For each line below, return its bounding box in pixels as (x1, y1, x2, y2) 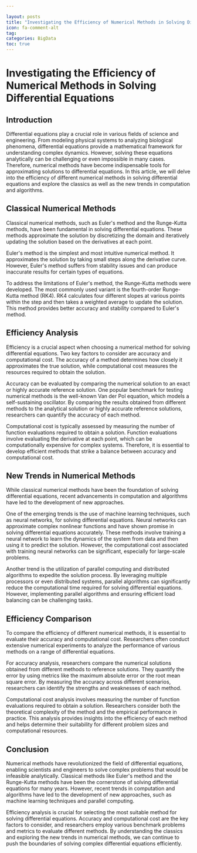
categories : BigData (6, 36, 57, 42)
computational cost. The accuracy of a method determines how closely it (6, 356, 183, 363)
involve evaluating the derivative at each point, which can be (6, 435, 152, 442)
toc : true (6, 41, 30, 47)
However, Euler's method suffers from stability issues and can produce (6, 262, 178, 269)
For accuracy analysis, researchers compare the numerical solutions (6, 659, 172, 667)
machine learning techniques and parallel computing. (6, 798, 135, 805)
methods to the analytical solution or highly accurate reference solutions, (6, 405, 183, 412)
